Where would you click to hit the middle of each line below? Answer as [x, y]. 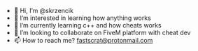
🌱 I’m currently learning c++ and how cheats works [88, 25]
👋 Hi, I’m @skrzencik [43, 11]
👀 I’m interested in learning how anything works [83, 18]
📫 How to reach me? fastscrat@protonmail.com [83, 40]
